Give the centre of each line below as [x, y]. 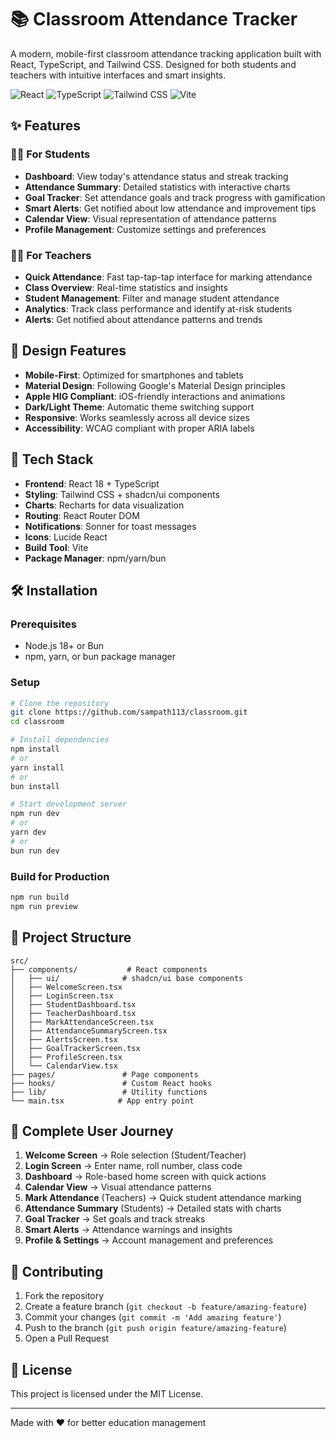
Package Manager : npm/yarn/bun [95, 558]
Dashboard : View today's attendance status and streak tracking [156, 176]
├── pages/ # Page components [104, 1074]
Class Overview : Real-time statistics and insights [126, 287]
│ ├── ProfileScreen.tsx [66, 1057]
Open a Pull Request [67, 1338]
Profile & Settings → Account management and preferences [149, 1240]
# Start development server [69, 804]
